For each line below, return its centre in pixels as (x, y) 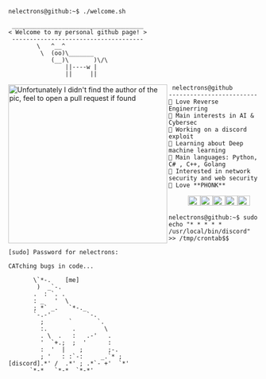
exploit (181, 137)
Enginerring (188, 109)
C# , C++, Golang (197, 164)
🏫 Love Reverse (194, 102)
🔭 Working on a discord (208, 130)
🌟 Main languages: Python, (213, 157)
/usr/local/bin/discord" (210, 231)
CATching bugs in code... (51, 266)
